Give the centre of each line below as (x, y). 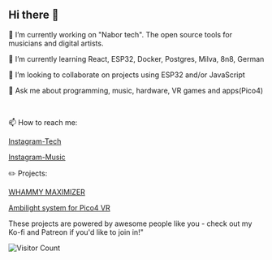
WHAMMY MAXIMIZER (47, 192)
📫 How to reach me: (43, 122)
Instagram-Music (37, 157)
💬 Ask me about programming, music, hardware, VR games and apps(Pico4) (136, 90)
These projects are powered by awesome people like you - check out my (130, 223)
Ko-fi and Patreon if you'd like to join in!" (76, 232)
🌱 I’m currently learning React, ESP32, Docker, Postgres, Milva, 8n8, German (136, 58)
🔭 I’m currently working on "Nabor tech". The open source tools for (121, 34)
